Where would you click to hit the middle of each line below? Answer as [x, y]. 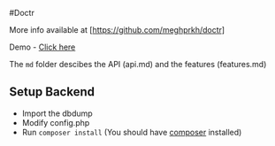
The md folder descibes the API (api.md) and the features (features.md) [138, 64]
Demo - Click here [42, 47]
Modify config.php [56, 122]
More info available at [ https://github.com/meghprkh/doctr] [117, 30]
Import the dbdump [57, 113]
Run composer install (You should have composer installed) [132, 132]
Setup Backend [52, 92]
